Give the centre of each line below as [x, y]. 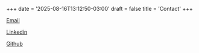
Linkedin [17, 32]
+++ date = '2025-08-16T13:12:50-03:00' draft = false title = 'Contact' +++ [99, 9]
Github [14, 44]
